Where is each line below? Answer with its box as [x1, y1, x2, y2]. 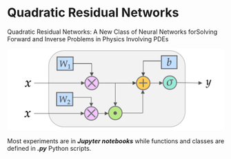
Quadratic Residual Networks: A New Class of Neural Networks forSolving [7, 28, 218, 36]
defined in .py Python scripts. [7, 145, 92, 153]
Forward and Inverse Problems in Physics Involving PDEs [7, 34, 169, 43]
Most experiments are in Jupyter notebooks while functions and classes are [7, 137, 225, 145]
